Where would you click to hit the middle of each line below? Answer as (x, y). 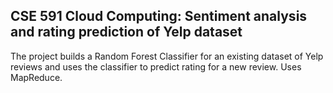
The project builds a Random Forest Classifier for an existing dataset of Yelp (167, 56)
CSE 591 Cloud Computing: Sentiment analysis (159, 16)
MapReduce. (36, 77)
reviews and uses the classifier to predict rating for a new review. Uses (156, 66)
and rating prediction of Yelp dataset (126, 32)
